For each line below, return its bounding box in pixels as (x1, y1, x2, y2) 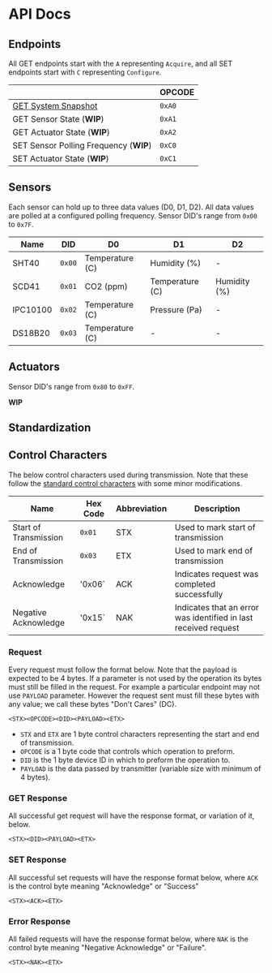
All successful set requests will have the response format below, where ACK (8, 872, 259, 882)
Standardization (8, 421, 91, 435)
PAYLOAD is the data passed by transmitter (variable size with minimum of (19, 764, 261, 773)
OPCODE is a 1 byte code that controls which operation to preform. (19, 747, 236, 756)
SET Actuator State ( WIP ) (12, 153, 109, 164)
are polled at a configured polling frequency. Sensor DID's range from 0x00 (8, 210, 257, 220)
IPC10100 (12, 304, 53, 315)
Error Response (8, 915, 71, 927)
